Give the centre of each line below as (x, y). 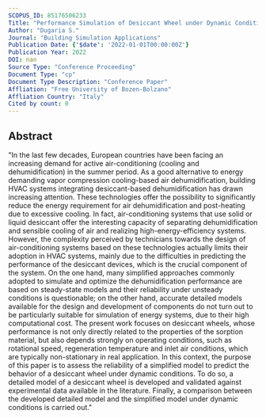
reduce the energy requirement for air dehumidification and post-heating (127, 205)
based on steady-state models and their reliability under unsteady (116, 289)
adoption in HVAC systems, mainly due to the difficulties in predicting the (127, 256)
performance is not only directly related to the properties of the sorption (126, 331)
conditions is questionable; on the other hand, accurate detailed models (125, 298)
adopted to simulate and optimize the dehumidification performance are (125, 281)
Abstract (30, 136)
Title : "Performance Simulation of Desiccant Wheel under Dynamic (120, 23)
